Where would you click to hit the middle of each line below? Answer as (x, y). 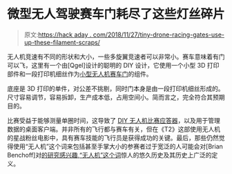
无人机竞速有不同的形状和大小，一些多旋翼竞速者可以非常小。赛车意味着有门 (116, 57)
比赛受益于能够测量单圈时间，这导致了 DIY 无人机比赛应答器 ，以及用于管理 (114, 120)
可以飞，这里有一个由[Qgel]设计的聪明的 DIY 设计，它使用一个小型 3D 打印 (113, 65)
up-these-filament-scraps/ (62, 42)
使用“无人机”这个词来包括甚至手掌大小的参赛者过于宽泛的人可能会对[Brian (118, 146)
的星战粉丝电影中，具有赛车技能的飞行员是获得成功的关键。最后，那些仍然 (113, 137)
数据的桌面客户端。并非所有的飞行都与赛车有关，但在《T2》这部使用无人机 (114, 129)
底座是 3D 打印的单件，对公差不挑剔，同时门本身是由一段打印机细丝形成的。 (116, 88)
